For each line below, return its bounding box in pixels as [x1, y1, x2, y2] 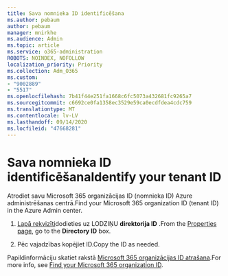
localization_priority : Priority [7, 61, 103, 68]
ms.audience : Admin [7, 36, 63, 43]
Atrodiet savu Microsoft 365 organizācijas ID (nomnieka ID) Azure [7, 192, 193, 200]
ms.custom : [7, 73, 38, 81]
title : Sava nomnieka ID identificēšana [7, 10, 125, 17]
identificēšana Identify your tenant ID [7, 169, 222, 185]
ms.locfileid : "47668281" [7, 125, 81, 132]
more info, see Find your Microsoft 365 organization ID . [7, 261, 163, 269]
